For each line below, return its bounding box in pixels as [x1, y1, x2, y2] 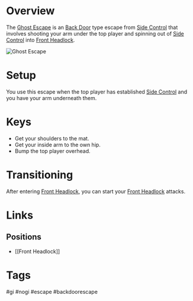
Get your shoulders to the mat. [14, 135, 89, 142]
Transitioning [6, 168, 73, 181]
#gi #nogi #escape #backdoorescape [6, 288, 98, 295]
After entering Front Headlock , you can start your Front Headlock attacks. [6, 188, 185, 195]
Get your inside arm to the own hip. [14, 141, 101, 148]
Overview [6, 4, 55, 18]
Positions [6, 232, 41, 242]
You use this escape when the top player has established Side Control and [6, 88, 188, 95]
